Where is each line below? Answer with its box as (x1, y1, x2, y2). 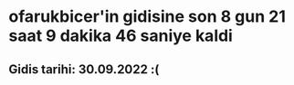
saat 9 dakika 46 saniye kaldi (8, 25, 234, 46)
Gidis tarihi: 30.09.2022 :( (8, 61, 160, 77)
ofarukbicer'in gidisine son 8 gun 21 (8, 6, 287, 27)
